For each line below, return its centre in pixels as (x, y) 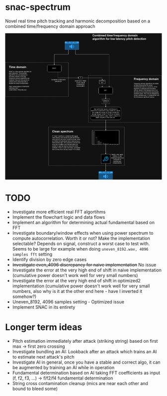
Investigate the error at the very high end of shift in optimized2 (76, 280)
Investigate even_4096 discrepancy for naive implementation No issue (84, 264)
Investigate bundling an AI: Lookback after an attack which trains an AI (84, 351)
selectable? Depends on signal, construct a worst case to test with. (81, 244)
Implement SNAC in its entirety (44, 307)
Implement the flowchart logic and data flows (59, 217)
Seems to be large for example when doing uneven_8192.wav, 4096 (80, 249)
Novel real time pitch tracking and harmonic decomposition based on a (78, 21)
